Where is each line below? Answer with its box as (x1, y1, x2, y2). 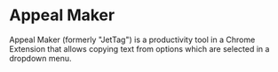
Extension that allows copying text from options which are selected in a (9, 43, 270, 54)
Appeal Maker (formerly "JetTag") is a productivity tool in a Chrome (9, 34, 256, 45)
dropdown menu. (9, 53, 72, 63)
